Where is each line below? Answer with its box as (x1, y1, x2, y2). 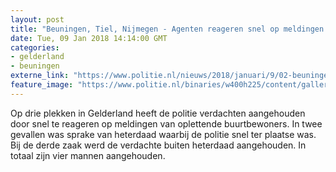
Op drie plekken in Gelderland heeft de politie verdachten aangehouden (10, 107, 306, 119)
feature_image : (10, 80, 74, 90)
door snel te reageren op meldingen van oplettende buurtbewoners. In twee (10, 117, 323, 130)
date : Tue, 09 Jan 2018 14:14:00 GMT (10, 33, 168, 43)
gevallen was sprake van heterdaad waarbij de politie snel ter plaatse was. (10, 128, 317, 140)
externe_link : (10, 71, 70, 81)
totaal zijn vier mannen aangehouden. (10, 149, 166, 161)
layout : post (10, 14, 65, 25)
